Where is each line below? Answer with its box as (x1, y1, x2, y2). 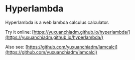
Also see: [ (5, 44, 28, 50)
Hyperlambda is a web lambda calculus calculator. (5, 19, 109, 25)
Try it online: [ (5, 29, 34, 35)
